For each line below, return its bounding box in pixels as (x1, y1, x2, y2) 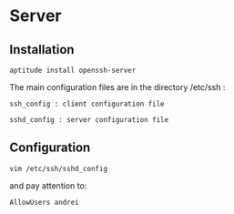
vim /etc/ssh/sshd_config (9, 164, 107, 173)
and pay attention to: (9, 179, 87, 191)
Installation (9, 42, 75, 57)
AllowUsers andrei (9, 198, 79, 207)
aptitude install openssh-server (9, 66, 137, 75)
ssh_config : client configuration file (9, 99, 166, 108)
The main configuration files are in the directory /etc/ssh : (9, 82, 226, 92)
